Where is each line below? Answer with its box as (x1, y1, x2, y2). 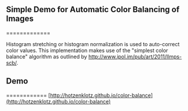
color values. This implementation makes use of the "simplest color (6, 47, 169, 54)
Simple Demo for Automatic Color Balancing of (6, 5, 180, 15)
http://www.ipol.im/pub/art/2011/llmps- (88, 53, 182, 60)
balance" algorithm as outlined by (6, 53, 87, 60)
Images (6, 14, 34, 24)
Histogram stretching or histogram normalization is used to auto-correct (6, 40, 180, 47)
